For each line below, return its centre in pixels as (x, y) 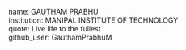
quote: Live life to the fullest (55, 29)
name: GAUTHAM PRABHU (53, 12)
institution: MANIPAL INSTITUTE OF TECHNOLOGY (93, 20)
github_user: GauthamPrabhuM (60, 37)
